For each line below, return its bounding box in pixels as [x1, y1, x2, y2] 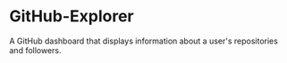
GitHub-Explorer [9, 6, 134, 27]
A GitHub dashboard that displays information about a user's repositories [9, 35, 279, 46]
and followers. [9, 44, 62, 55]
